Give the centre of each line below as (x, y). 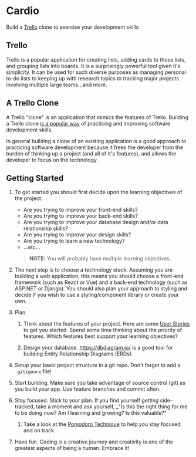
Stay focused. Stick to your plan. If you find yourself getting (87, 401)
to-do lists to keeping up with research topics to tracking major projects (92, 78)
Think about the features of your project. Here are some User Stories (107, 324)
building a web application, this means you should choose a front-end (99, 276)
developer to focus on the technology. (52, 160)
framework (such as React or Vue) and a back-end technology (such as (101, 282)
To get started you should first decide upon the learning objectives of (98, 192)
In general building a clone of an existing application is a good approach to (96, 141)
